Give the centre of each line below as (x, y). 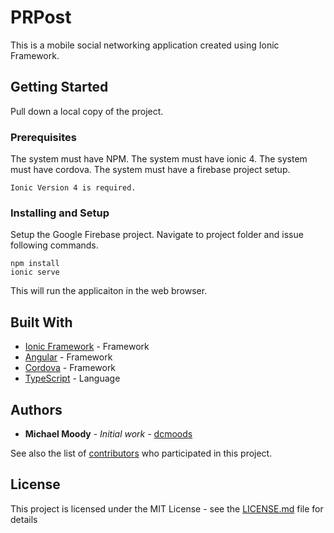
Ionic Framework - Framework (87, 347)
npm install (35, 264)
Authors (36, 409)
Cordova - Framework (70, 368)
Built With (41, 322)
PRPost (41, 17)
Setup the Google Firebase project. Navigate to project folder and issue (157, 235)
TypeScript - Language (72, 378)
